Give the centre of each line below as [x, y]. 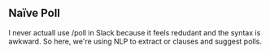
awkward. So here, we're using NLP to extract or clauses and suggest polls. [135, 41]
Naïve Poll [35, 13]
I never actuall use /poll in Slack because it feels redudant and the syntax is [135, 32]
